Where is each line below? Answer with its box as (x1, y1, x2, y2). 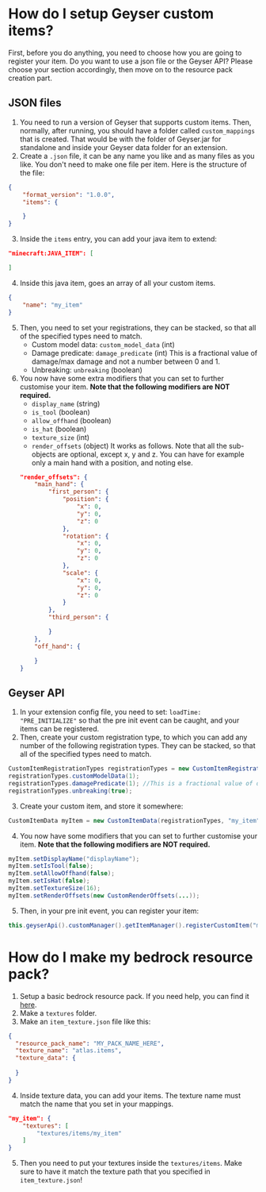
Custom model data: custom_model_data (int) (31, 339, 176, 349)
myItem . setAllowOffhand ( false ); (8, 870, 115, 878)
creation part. (8, 73, 53, 83)
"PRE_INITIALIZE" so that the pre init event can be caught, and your (19, 716, 240, 725)
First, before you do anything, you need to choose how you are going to (8, 48, 242, 57)
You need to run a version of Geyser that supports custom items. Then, (19, 117, 252, 127)
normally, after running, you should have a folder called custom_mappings (19, 125, 256, 135)
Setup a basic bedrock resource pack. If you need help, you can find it (19, 991, 249, 1001)
